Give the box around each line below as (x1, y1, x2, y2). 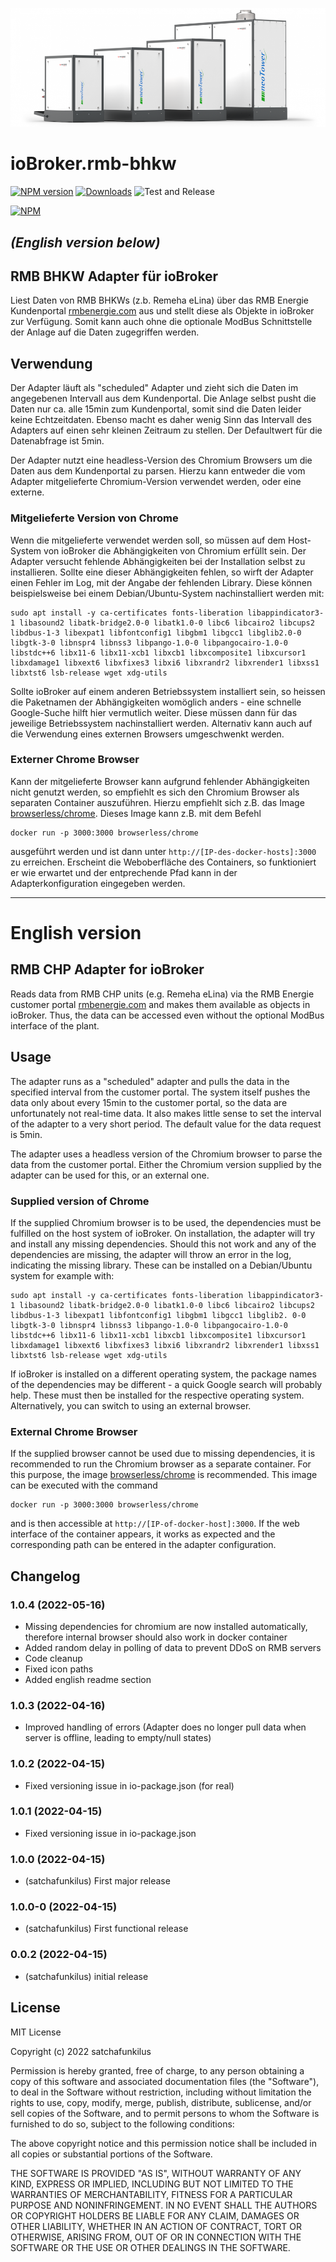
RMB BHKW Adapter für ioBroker (10, 268, 219, 285)
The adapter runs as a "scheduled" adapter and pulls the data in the (10, 1075, 290, 1087)
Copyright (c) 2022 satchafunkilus (10, 2045, 152, 2057)
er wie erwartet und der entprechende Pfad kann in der (10, 866, 238, 878)
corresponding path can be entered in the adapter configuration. (10, 1539, 277, 1551)
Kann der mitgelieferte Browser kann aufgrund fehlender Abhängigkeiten (10, 775, 310, 787)
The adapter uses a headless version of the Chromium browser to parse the (10, 1148, 323, 1160)
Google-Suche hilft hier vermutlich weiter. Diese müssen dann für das (10, 706, 298, 718)
